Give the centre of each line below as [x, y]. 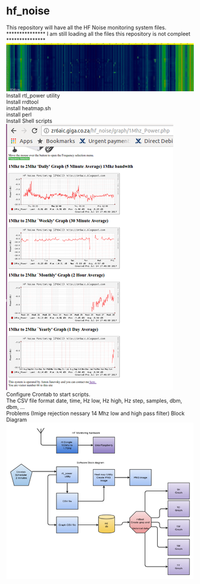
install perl [19, 115]
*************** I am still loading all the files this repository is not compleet [98, 33]
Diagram [17, 420]
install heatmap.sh [29, 108]
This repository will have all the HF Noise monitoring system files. [86, 27]
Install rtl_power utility [33, 96]
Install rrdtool [22, 102]
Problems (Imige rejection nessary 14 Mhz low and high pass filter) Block [96, 413]
